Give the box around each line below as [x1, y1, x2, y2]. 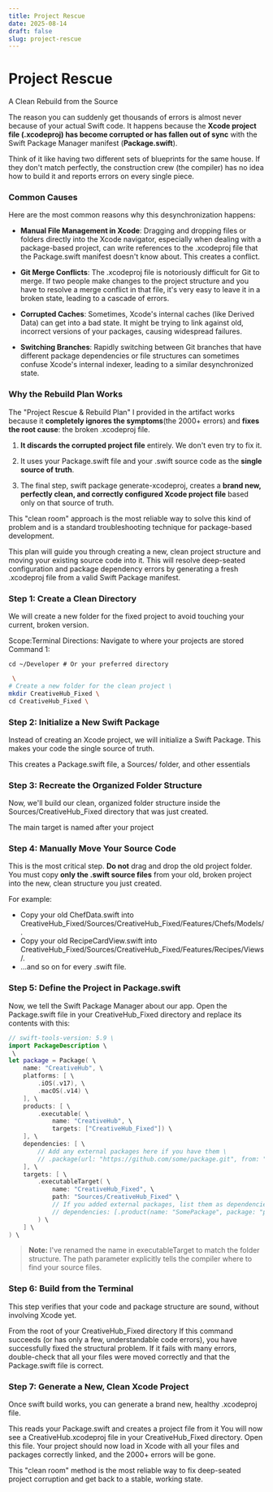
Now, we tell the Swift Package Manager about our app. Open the [8, 1000, 227, 1010]
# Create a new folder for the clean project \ [8, 681, 173, 690]
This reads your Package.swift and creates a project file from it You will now [8, 1424, 263, 1433]
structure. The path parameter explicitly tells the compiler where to [28, 1254, 253, 1264]
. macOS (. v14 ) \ [37, 1087, 89, 1095]
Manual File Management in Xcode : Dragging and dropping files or [19, 225, 246, 236]
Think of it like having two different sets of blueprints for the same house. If [8, 154, 261, 164]
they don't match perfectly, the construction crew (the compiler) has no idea [8, 163, 264, 173]
